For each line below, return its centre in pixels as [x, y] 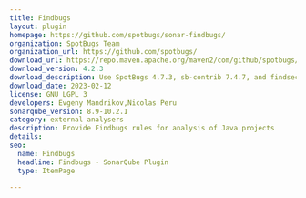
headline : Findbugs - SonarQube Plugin [93, 162]
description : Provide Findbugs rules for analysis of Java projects [142, 129]
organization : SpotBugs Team [65, 43]
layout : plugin [38, 26]
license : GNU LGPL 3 [49, 94]
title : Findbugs [40, 18]
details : [26, 137]
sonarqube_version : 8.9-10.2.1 [69, 111]
